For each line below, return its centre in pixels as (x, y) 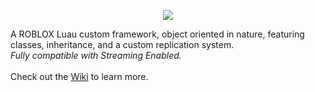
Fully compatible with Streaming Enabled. (96, 55)
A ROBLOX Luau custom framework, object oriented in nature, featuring (157, 34)
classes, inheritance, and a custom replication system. (122, 44)
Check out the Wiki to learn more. (79, 76)
